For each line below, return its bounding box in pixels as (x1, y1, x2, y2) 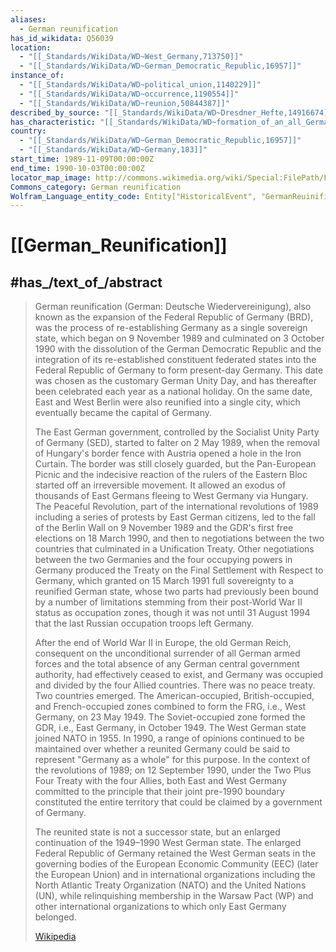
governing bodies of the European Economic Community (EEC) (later (34, 858, 319, 870)
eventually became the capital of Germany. (34, 407, 213, 419)
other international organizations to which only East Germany (34, 901, 287, 913)
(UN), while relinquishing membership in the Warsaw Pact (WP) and (34, 890, 314, 902)
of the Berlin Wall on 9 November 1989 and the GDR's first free (34, 522, 294, 534)
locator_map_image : (10, 172, 92, 183)
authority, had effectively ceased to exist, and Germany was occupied (34, 669, 323, 681)
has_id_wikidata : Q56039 (10, 33, 114, 43)
